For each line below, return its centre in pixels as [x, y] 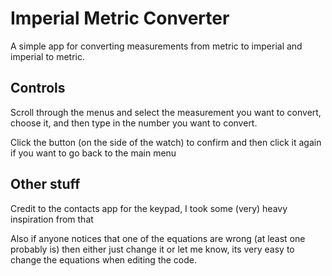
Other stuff [45, 184]
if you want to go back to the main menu [93, 153]
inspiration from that [52, 219]
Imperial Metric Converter [120, 18]
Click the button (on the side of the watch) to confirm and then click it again [166, 142]
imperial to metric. [47, 56]
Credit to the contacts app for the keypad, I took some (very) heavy [149, 208]
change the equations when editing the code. [104, 259]
